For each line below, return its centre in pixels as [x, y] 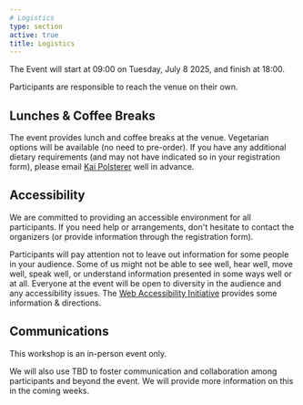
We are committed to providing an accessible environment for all [131, 217]
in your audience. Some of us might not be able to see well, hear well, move [151, 264]
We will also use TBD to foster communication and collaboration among [143, 371]
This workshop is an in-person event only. [88, 353]
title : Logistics [42, 43]
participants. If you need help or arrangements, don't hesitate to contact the [151, 227]
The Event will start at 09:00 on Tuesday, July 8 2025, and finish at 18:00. [147, 69]
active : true [34, 35]
